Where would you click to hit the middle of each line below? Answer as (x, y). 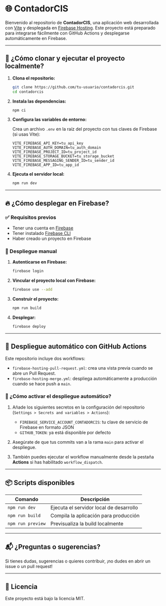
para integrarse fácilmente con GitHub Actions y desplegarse (67, 33)
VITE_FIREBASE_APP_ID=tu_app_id (45, 165)
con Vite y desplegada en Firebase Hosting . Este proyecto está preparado (80, 28)
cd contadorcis (28, 92)
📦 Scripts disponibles (40, 483)
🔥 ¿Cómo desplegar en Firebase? (57, 203)
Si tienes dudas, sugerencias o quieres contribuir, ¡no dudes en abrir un (78, 561)
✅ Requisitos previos (31, 217)
